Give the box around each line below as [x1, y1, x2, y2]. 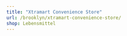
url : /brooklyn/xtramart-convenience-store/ [6, 15, 122, 21]
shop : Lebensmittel [6, 20, 56, 26]
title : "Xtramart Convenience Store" [6, 9, 103, 15]
